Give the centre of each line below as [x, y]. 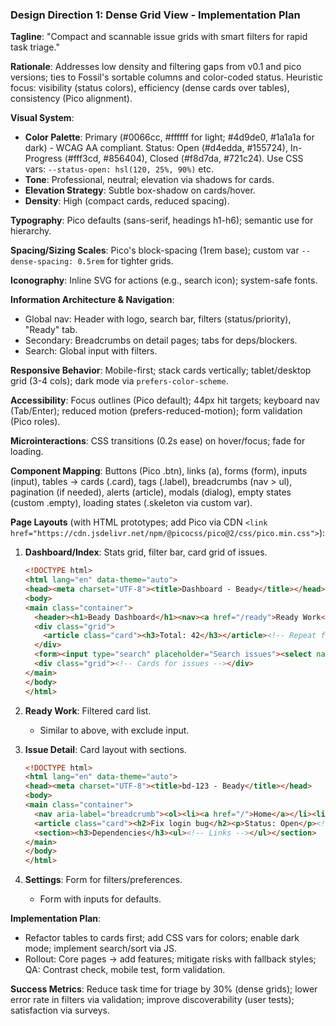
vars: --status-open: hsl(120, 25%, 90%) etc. [119, 169]
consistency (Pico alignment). [71, 99]
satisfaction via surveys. [60, 1010]
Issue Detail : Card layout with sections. [105, 749]
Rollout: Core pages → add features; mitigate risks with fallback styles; [170, 959]
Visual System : [42, 118]
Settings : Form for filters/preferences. [103, 880]
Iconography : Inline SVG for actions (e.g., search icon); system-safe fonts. [164, 280]
